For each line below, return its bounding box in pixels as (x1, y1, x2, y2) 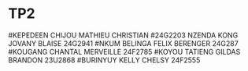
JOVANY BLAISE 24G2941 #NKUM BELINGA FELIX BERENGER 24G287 (8, 38, 239, 48)
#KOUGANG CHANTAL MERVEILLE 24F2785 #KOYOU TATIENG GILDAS (8, 47, 241, 56)
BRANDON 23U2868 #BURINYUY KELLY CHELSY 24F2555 (8, 55, 201, 65)
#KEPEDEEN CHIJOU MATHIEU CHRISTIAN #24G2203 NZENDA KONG (8, 30, 239, 40)
